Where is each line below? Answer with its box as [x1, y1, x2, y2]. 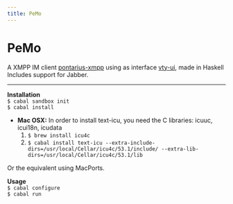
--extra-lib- [161, 145, 199, 153]
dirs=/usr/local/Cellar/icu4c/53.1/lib [27, 151, 144, 158]
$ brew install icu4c [27, 132, 90, 139]
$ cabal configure [7, 185, 60, 192]
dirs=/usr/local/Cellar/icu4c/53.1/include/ [27, 145, 159, 153]
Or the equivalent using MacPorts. [7, 164, 105, 172]
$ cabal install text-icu [27, 139, 103, 146]
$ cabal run [7, 190, 42, 198]
